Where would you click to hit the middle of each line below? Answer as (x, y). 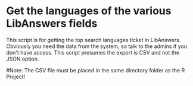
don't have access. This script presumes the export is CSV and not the (93, 52)
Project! (16, 77)
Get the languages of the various (89, 11)
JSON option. (23, 59)
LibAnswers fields (52, 23)
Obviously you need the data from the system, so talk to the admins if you (97, 46)
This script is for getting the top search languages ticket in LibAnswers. (94, 40)
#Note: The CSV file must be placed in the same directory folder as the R (96, 70)
